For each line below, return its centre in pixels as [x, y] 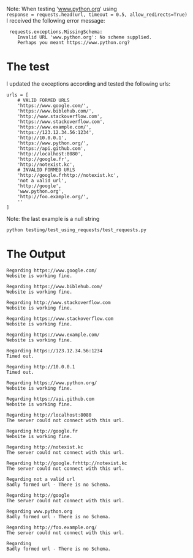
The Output [36, 254]
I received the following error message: [56, 20]
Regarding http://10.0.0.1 [41, 366]
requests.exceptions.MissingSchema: [56, 32]
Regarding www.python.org [39, 511]
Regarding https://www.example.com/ [53, 335]
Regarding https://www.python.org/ [52, 383]
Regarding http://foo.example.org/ [52, 527]
